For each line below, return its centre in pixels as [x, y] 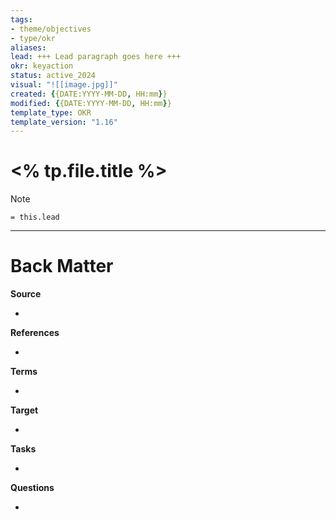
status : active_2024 [53, 76]
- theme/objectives [51, 29]
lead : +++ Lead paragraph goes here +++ [96, 57]
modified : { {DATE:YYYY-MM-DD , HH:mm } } [91, 103]
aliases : [28, 47]
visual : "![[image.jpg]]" [64, 85]
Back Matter [62, 266]
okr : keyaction [42, 66]
